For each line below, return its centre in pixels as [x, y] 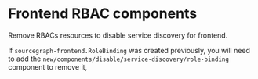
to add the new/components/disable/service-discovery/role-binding [119, 59]
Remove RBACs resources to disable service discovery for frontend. [118, 35]
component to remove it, [48, 66]
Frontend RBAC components [103, 14]
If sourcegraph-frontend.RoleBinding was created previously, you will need [129, 50]
